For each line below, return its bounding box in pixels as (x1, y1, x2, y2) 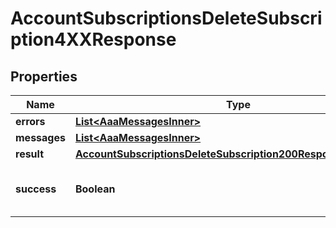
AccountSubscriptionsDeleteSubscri (10, 7, 323, 30)
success (15, 182, 57, 196)
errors (15, 115, 46, 128)
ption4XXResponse (10, 28, 177, 51)
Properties (10, 68, 78, 85)
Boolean (74, 182, 116, 196)
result (15, 147, 45, 161)
